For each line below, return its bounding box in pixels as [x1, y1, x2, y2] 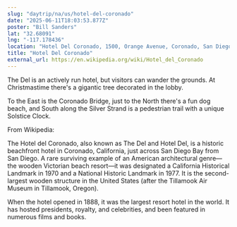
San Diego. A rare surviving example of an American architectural [7, 154, 197, 162]
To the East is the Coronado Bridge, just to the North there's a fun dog [7, 97, 211, 105]
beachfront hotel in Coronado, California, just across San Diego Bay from [7, 146, 219, 155]
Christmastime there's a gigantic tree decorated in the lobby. [7, 82, 183, 92]
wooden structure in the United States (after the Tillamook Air [28, 176, 208, 185]
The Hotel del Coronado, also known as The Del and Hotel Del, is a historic [7, 139, 224, 147]
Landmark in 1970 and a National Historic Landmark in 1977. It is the [7, 168, 203, 177]
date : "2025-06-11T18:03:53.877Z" [7, 17, 109, 24]
